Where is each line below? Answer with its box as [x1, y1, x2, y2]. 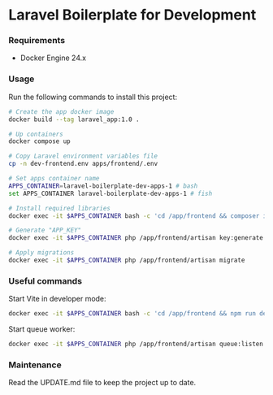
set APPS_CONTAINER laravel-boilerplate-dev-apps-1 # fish [8, 189, 213, 197]
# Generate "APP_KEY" [8, 226, 82, 235]
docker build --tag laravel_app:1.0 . [8, 115, 140, 124]
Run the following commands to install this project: [8, 92, 177, 102]
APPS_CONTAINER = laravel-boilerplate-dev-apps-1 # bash [8, 181, 198, 190]
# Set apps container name [8, 175, 100, 183]
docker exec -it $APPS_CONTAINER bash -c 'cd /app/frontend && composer [8, 211, 260, 220]
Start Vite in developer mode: [8, 294, 107, 304]
